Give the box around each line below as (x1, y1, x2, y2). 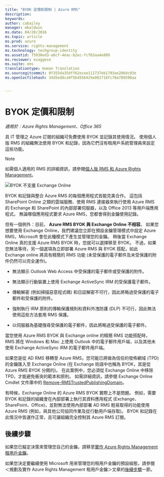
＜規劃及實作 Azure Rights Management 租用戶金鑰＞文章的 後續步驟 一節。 (5, 466, 155, 472)
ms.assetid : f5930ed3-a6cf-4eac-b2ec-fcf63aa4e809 (5, 52, 110, 58)
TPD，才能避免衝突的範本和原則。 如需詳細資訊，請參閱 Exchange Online (5, 373, 153, 379)
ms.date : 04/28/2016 (5, 30, 47, 35)
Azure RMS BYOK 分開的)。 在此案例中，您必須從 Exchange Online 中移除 (5, 367, 154, 373)
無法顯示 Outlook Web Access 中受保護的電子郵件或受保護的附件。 (12, 268, 147, 274)
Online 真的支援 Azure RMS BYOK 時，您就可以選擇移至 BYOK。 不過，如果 (5, 240, 157, 246)
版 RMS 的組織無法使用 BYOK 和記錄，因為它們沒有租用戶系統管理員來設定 (5, 140, 155, 145)
